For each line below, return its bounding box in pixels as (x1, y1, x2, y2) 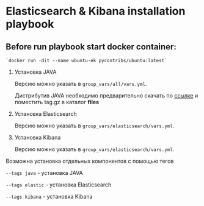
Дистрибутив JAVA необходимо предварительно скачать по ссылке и (14, 92, 199, 99)
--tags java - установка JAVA (5, 169, 83, 176)
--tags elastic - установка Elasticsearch (5, 181, 112, 188)
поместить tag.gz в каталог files (14, 99, 99, 105)
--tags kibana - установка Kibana (5, 193, 93, 200)
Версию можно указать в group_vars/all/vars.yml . (14, 80, 147, 87)
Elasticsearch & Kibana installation (5, 4, 186, 18)
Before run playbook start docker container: (5, 41, 177, 52)
